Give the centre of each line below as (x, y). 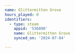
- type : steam (24, 24)
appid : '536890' (31, 29)
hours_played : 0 (22, 15)
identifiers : (18, 19)
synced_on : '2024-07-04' (40, 38)
